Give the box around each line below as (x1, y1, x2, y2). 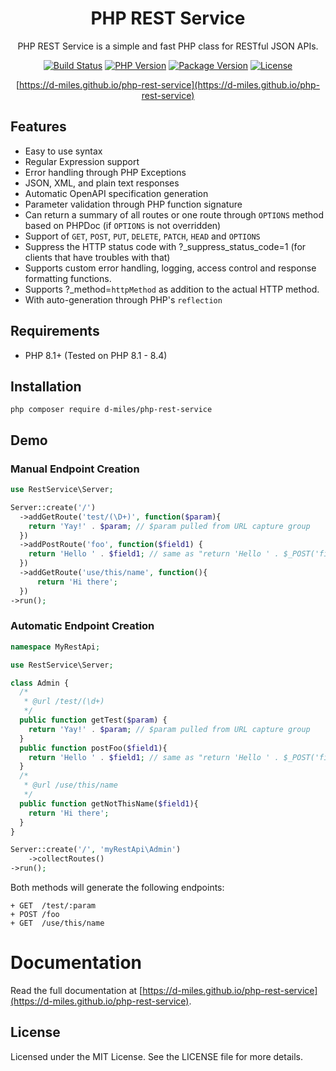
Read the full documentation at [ (10, 985, 143, 997)
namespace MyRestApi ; (10, 642, 101, 652)
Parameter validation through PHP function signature (24, 198, 243, 210)
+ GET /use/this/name (10, 918, 105, 929)
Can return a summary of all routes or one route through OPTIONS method (24, 208, 325, 221)
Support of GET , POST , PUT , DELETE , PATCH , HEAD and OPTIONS (24, 230, 261, 242)
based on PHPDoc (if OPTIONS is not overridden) (24, 219, 222, 231)
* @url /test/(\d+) (23, 697, 105, 707)
